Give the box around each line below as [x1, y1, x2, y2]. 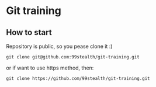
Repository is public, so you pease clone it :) [6, 43, 113, 50]
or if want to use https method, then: [6, 64, 94, 71]
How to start [6, 27, 52, 37]
